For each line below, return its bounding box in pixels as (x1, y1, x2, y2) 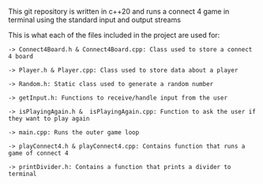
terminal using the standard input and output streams (8, 15, 182, 24)
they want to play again (8, 115, 90, 122)
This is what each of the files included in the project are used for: (8, 31, 220, 39)
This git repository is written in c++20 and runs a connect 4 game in (8, 7, 230, 16)
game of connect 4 (8, 149, 69, 157)
